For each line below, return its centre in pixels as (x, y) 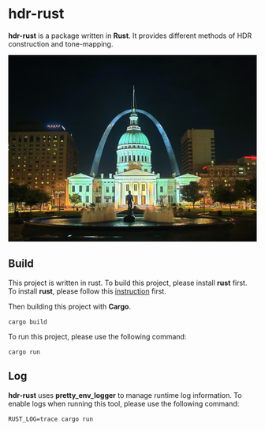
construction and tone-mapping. (61, 43)
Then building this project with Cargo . (70, 306)
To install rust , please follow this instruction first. (88, 291)
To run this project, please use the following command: (97, 336)
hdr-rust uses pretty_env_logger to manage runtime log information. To (125, 395)
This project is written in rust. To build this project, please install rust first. (128, 283)
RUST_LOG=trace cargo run (50, 419)
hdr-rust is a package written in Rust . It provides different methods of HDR (130, 36)
